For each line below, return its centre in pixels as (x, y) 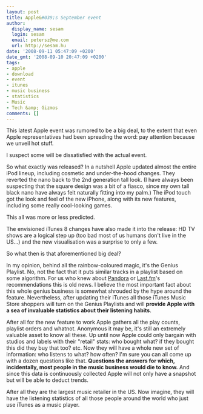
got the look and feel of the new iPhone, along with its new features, (92, 199)
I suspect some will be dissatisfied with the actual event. (77, 155)
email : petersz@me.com (40, 40)
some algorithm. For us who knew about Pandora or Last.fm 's (83, 278)
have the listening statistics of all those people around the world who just (98, 398)
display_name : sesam (38, 29)
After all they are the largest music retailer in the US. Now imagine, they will (100, 392)
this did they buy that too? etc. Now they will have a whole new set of (93, 348)
